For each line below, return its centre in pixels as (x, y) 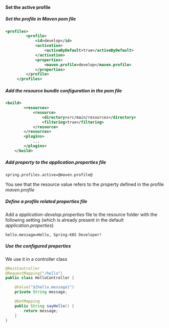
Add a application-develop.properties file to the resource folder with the (81, 214)
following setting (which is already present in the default (65, 220)
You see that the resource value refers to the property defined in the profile (85, 184)
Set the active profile (28, 7)
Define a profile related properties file (46, 201)
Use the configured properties (38, 246)
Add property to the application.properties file (56, 162)
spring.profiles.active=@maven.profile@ (49, 175)
